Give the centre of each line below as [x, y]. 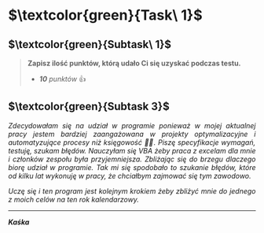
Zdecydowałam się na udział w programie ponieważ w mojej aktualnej [132, 125]
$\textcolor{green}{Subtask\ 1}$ [90, 44]
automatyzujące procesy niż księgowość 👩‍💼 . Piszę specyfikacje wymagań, [132, 142]
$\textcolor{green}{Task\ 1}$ [105, 15]
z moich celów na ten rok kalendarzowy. [74, 199]
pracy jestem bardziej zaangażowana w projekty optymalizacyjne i [132, 134]
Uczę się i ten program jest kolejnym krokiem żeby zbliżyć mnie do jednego [132, 190]
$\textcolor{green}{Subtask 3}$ [89, 107]
